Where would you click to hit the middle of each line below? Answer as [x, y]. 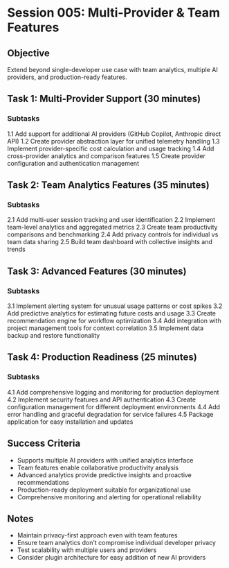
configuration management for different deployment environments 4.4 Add [113, 406]
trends [17, 249]
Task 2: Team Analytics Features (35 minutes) [108, 185]
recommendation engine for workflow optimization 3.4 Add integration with [114, 321]
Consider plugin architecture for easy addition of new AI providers [111, 558]
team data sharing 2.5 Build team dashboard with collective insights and [110, 242]
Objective [29, 53]
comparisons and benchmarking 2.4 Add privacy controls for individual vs [113, 234]
